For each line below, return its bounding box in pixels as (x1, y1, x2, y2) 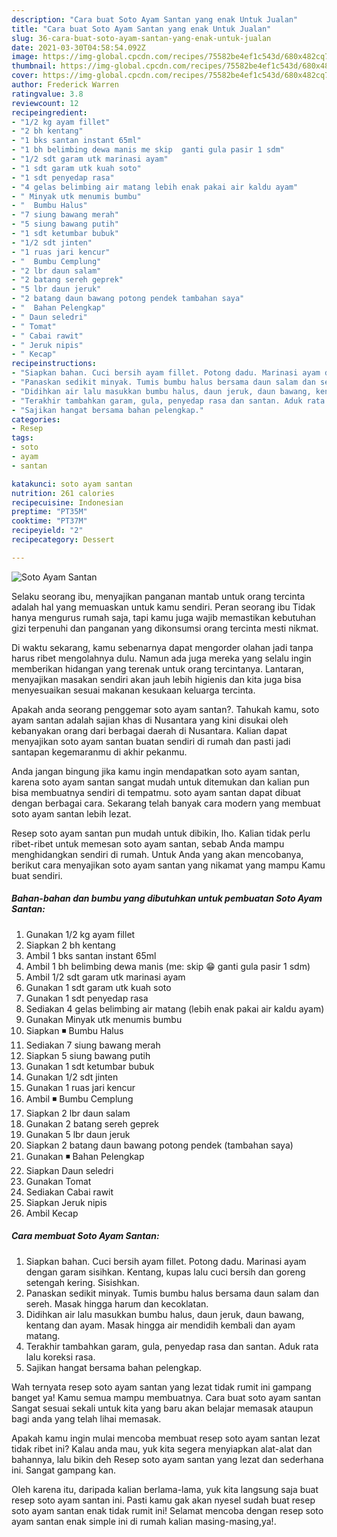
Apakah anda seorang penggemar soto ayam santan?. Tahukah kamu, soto (11, 703, 320, 715)
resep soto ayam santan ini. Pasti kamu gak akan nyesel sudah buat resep (11, 1494, 316, 1506)
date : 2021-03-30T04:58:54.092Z (11, 42, 146, 53)
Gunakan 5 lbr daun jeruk (25, 1128, 131, 1140)
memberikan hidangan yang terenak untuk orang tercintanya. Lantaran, (11, 662, 304, 675)
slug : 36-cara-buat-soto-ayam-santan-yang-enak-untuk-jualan (11, 33, 272, 43)
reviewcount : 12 (11, 98, 79, 108)
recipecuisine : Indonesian (11, 497, 124, 508)
